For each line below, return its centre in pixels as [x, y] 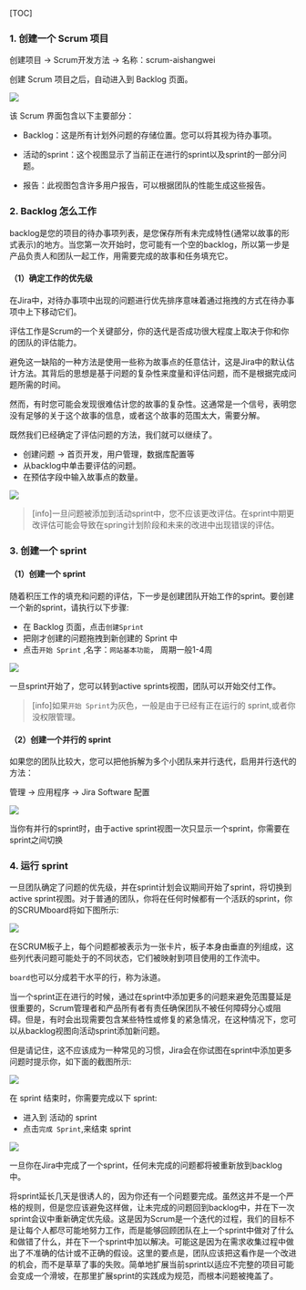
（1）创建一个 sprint [48, 574]
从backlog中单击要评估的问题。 [82, 465]
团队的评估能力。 [49, 342]
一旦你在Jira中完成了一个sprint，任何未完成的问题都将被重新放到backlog [146, 1165]
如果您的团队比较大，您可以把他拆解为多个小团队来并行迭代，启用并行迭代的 [153, 761]
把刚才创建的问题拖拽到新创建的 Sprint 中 [100, 638]
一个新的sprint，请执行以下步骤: [69, 607]
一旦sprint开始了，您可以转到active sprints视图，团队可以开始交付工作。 [145, 686]
